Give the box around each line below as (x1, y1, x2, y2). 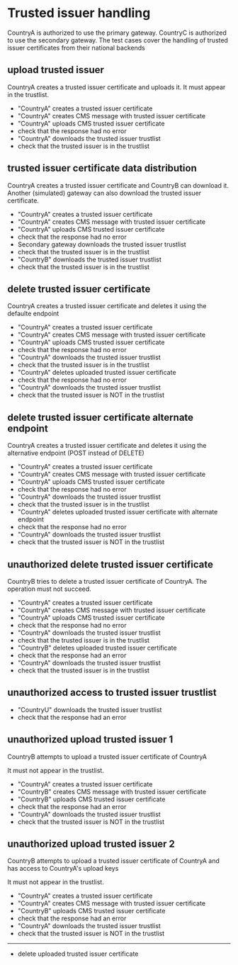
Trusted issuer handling (7, 5, 151, 21)
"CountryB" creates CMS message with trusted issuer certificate (17, 787, 207, 796)
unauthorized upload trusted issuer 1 (7, 733, 174, 745)
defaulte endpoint (7, 310, 59, 318)
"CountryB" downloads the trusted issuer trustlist (17, 255, 161, 264)
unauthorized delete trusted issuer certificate (7, 558, 214, 570)
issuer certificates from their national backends (7, 43, 145, 52)
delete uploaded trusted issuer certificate (17, 949, 139, 958)
